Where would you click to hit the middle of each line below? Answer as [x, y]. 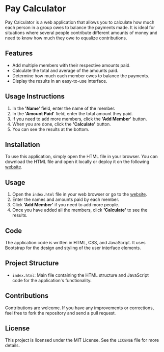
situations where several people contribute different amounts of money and [81, 32]
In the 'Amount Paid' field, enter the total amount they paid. [72, 113]
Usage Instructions [35, 96]
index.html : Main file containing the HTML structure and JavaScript [80, 275]
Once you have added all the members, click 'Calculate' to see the [80, 210]
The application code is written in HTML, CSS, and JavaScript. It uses [75, 242]
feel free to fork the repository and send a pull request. [61, 313]
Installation [23, 144]
